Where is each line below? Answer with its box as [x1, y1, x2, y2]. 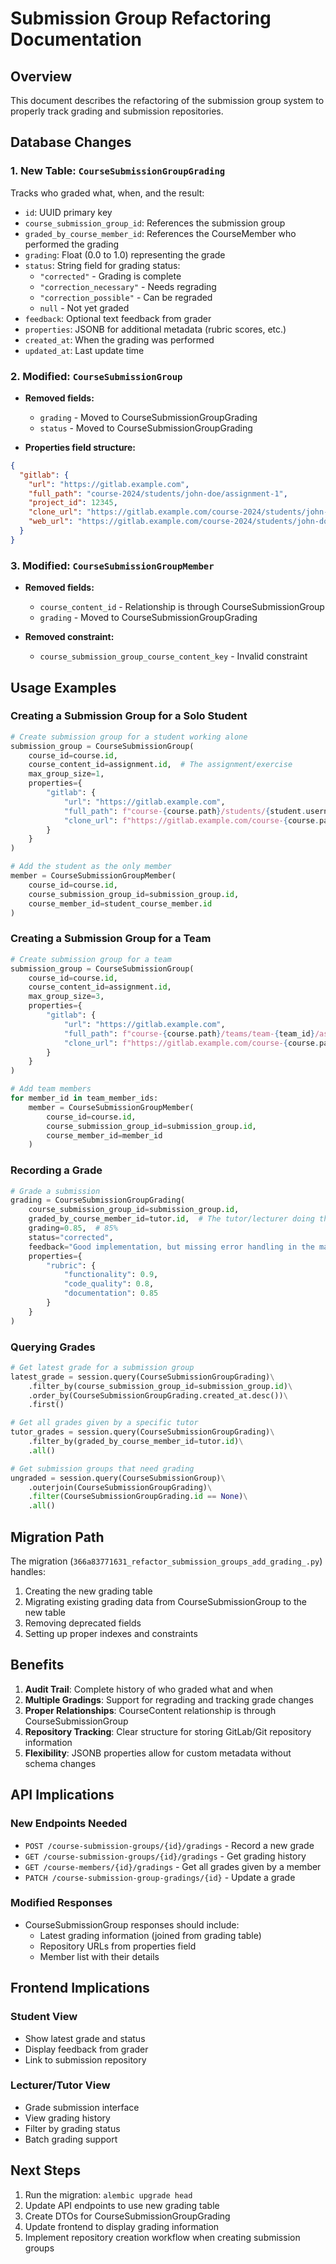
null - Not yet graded [39, 302, 130, 314]
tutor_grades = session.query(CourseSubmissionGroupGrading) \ [10, 1427, 275, 1437]
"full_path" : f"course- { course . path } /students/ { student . [63, 806, 307, 816]
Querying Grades [10, 1340, 96, 1354]
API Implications [10, 1787, 115, 1804]
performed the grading [24, 238, 120, 250]
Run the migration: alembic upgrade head [24, 2188, 193, 2201]
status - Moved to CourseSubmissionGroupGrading [39, 422, 253, 434]
